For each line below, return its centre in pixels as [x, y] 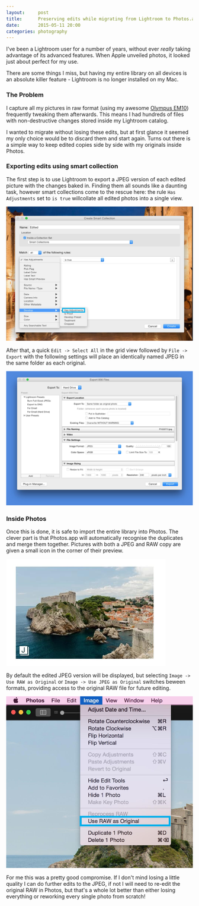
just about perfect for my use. [42, 62]
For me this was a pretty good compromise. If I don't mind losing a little [93, 877]
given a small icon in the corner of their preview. [65, 550]
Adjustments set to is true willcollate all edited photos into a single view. [95, 198]
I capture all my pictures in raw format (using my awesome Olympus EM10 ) [97, 108]
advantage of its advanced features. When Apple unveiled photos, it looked [98, 55]
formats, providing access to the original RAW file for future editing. [88, 688]
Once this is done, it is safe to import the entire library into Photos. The [92, 531]
